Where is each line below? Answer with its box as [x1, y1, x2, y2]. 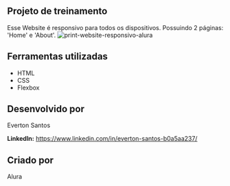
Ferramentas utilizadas [7, 51, 108, 62]
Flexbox [16, 83, 40, 92]
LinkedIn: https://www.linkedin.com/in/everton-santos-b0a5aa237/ [7, 135, 198, 143]
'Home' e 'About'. [7, 31, 56, 39]
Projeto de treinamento [7, 5, 108, 17]
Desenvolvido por [7, 103, 84, 115]
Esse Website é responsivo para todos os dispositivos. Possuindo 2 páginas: [7, 23, 224, 31]
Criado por [7, 154, 54, 166]
